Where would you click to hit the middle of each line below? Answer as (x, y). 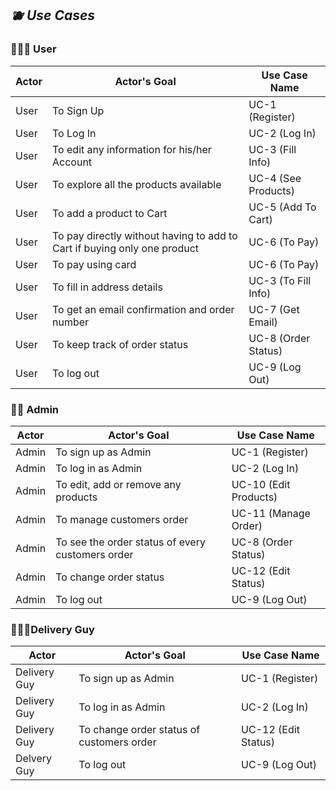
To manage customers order (122, 519)
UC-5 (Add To (282, 207)
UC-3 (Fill (272, 149)
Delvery (34, 759)
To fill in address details (107, 287)
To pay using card (94, 264)
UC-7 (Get (274, 309)
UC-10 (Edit (261, 484)
